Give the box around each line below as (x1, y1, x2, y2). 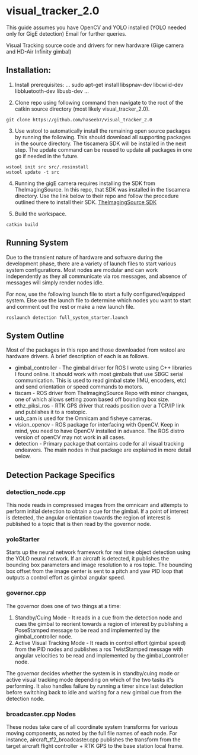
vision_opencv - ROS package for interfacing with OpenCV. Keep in (14, 421, 179, 428)
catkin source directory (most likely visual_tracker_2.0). (14, 105, 150, 112)
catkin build (6, 221, 39, 227)
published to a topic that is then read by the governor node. (6, 521, 152, 528)
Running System (6, 238, 69, 248)
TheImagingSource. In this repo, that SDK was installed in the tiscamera (14, 186, 190, 193)
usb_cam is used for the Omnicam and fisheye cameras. (14, 415, 152, 422)
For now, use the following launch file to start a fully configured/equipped (6, 290, 186, 297)
